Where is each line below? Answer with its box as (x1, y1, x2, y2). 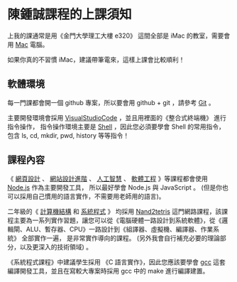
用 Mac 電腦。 (7, 40, 49, 48)
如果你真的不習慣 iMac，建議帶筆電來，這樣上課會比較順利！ (7, 55, 185, 64)
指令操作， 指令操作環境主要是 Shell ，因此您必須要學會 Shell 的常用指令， (7, 122, 226, 131)
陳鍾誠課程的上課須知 (7, 6, 133, 23)
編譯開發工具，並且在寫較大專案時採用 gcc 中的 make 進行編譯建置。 (7, 266, 209, 275)
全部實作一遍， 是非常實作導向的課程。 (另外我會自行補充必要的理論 (21, 234, 220, 242)
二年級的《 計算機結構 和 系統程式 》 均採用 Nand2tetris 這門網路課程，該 (7, 207, 222, 215)
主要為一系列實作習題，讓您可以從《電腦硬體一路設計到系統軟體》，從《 (13, 216, 222, 224)
